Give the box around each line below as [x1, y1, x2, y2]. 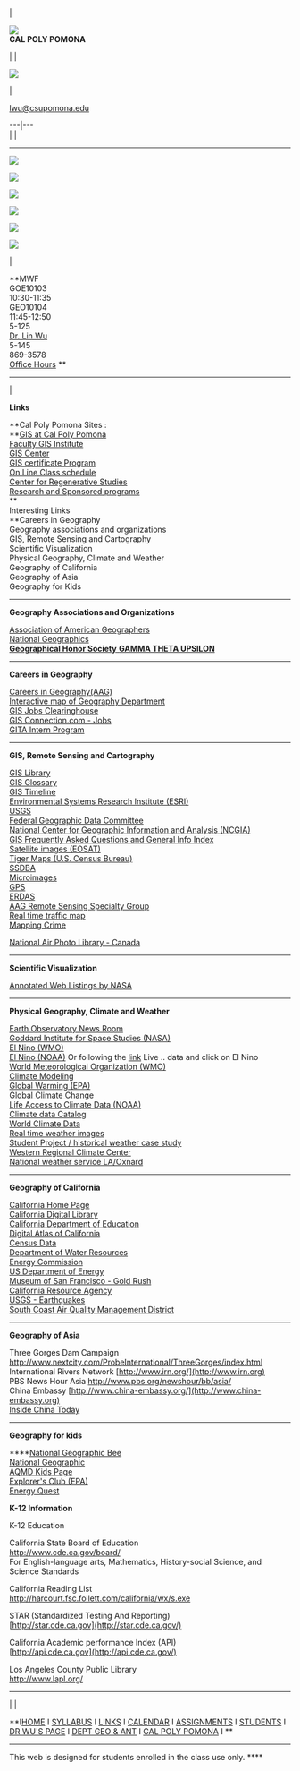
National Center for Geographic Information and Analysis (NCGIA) [9, 825, 252, 835]
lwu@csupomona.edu [9, 103, 90, 113]
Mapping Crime [9, 920, 67, 930]
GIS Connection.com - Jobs [9, 715, 112, 725]
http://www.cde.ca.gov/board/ [9, 1547, 121, 1557]
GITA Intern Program [9, 724, 85, 735]
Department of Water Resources [9, 1247, 129, 1257]
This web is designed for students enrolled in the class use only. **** [9, 1752, 263, 1762]
